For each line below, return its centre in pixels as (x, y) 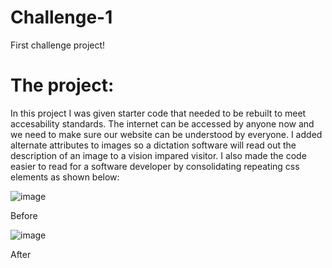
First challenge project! (58, 45)
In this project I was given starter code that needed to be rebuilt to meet (158, 113)
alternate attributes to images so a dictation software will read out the (153, 145)
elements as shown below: (65, 177)
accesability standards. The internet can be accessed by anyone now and (162, 123)
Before (24, 215)
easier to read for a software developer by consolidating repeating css (155, 166)
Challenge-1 (61, 17)
